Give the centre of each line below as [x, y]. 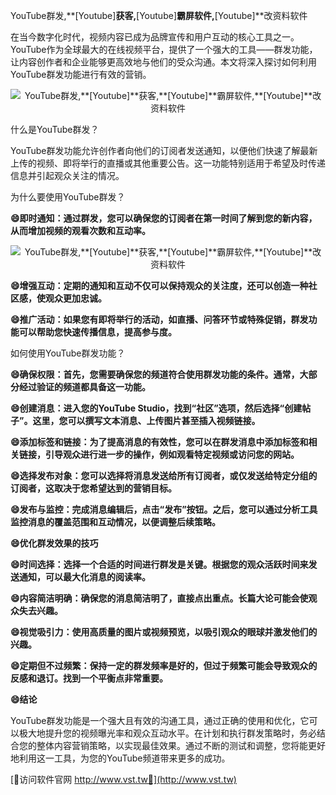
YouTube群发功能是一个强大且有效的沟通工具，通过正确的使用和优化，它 [160, 720]
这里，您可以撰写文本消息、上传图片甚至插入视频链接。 [146, 420]
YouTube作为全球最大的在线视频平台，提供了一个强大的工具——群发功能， [164, 49]
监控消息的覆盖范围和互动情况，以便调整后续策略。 [115, 522]
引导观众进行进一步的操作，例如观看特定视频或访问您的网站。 [172, 454]
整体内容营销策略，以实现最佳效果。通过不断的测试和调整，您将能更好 [181, 745]
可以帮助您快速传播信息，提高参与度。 [97, 332]
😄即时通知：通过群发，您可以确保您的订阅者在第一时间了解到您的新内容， [164, 218]
